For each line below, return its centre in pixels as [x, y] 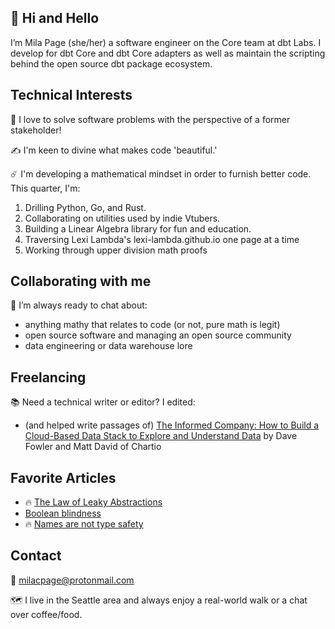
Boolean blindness [63, 513]
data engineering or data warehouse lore [108, 346]
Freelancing [48, 377]
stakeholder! [36, 130]
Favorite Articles [63, 477]
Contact [36, 556]
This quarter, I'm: [45, 188]
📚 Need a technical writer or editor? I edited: [103, 402]
